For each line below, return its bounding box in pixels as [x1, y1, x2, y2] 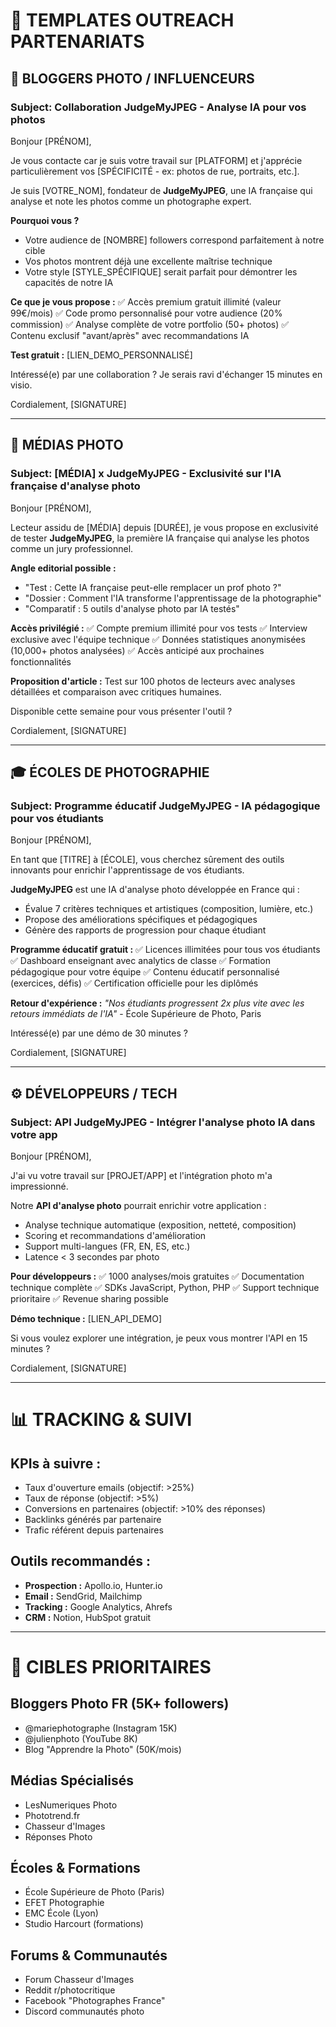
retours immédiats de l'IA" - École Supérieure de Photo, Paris [10, 1008, 262, 1020]
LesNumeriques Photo [24, 1799, 118, 1811]
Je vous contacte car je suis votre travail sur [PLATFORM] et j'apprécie [10, 154, 303, 166]
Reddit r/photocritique [24, 1984, 116, 1996]
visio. [10, 379, 33, 391]
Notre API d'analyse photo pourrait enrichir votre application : [10, 1199, 267, 1211]
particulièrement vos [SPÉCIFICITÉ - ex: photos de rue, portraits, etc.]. [10, 165, 300, 177]
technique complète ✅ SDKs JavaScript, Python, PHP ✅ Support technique [10, 1281, 320, 1293]
